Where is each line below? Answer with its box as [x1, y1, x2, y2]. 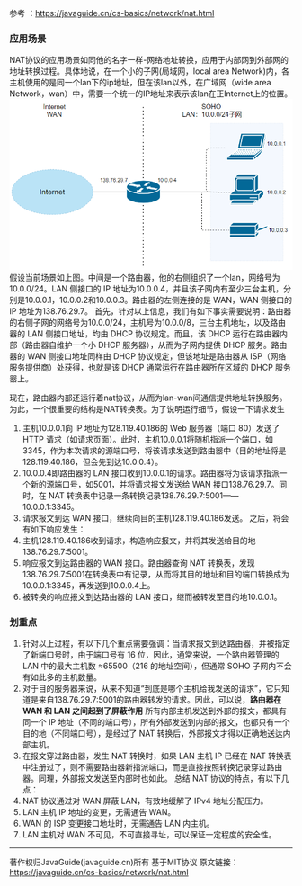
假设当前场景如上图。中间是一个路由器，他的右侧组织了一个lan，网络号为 [9, 272, 280, 282]
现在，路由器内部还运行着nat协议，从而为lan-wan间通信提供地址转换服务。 [9, 392, 288, 403]
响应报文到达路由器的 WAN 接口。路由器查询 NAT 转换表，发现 [22, 557, 255, 568]
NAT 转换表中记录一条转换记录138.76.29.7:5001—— [48, 489, 240, 501]
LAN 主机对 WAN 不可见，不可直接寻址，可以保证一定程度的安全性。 [22, 829, 277, 840]
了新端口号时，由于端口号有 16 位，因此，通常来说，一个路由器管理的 [22, 649, 280, 660]
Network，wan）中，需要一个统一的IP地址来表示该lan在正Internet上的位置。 [9, 88, 293, 99]
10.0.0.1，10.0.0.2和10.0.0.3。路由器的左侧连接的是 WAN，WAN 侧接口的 [24, 294, 293, 305]
